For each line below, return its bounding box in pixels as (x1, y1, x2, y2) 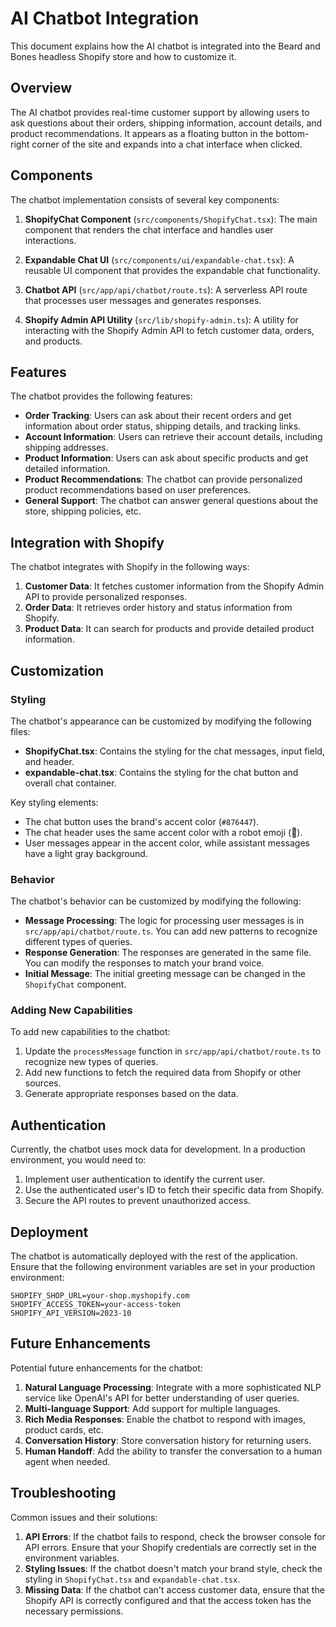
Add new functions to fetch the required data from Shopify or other (24, 1067, 302, 1079)
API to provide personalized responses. (24, 591, 188, 603)
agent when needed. (24, 1455, 111, 1467)
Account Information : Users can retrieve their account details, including (24, 431, 323, 443)
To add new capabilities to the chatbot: (10, 1026, 171, 1038)
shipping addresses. (24, 442, 109, 454)
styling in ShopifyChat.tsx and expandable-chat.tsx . (24, 1573, 241, 1585)
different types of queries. (24, 936, 133, 948)
